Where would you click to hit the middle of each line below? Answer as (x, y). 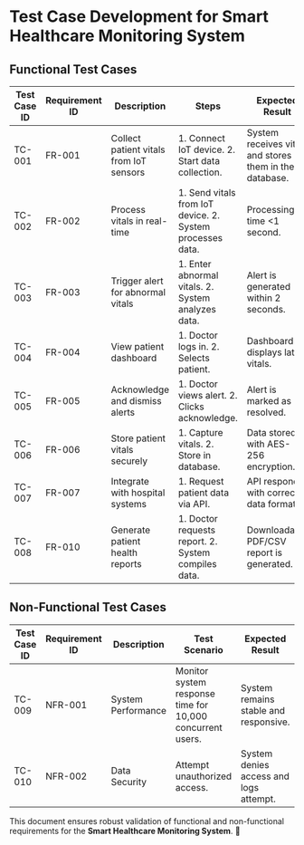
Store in (195, 455)
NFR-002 (66, 776)
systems (129, 504)
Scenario (204, 649)
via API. (194, 504)
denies (255, 764)
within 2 (264, 298)
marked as (269, 401)
